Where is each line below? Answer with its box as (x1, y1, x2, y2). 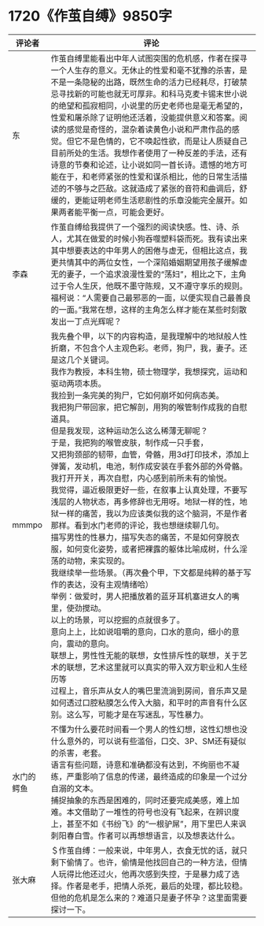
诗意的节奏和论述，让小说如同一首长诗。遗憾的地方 (50, 159, 240, 170)
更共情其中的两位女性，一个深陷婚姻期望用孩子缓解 (50, 257, 240, 268)
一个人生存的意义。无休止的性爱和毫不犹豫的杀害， (50, 65, 240, 76)
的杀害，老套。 (50, 747, 106, 758)
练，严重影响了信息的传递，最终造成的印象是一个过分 (50, 771, 247, 782)
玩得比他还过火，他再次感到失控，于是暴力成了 (58, 868, 232, 880)
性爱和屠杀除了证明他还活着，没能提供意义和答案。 (50, 112, 240, 123)
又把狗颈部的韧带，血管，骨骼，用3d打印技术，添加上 (50, 448, 250, 459)
